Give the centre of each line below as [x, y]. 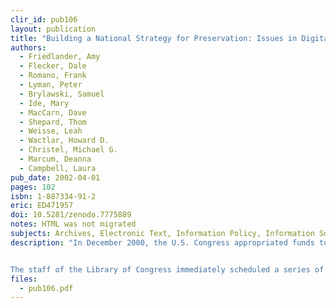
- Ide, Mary [44, 103]
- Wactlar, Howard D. [64, 141]
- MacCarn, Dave [53, 112]
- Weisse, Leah [51, 131]
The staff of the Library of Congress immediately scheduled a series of [167, 269]
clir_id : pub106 [44, 19]
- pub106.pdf [46, 288]
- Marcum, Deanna [55, 159]
